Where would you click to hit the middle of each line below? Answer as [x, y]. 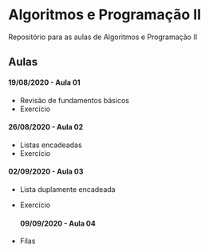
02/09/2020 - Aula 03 [46, 172]
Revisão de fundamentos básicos [75, 100]
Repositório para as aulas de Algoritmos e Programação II [103, 37]
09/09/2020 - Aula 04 [57, 223]
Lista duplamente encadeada [67, 189]
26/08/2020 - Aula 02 [46, 127]
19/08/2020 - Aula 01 [45, 82]
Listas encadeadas [51, 145]
